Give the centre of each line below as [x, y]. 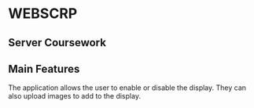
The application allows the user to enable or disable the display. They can [127, 88]
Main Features [44, 68]
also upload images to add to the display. [75, 96]
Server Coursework [57, 43]
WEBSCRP [43, 14]
